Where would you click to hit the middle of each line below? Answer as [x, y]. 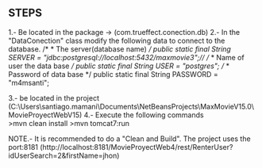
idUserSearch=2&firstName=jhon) [64, 155]
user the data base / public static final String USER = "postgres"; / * [119, 66]
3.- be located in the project [54, 97]
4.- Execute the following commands [144, 115]
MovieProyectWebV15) [45, 115]
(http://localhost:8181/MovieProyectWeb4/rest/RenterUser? [136, 147]
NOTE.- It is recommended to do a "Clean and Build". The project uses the [130, 139]
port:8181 [23, 147]
